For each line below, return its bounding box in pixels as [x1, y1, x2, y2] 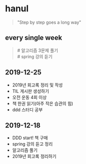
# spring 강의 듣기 [17, 53, 53, 59]
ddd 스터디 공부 [12, 107, 43, 113]
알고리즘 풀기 [12, 147, 38, 153]
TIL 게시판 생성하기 [12, 88, 49, 94]
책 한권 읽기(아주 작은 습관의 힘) [12, 100, 74, 106]
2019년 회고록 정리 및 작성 [12, 82, 63, 88]
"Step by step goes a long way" [17, 19, 82, 25]
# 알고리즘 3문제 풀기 [17, 47, 58, 53]
